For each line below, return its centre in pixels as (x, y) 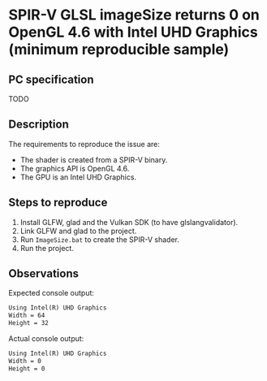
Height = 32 (28, 323)
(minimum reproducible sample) (119, 50)
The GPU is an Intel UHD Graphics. (78, 177)
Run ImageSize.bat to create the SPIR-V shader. (100, 239)
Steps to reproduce (58, 203)
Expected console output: (52, 293)
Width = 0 (25, 361)
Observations (44, 274)
